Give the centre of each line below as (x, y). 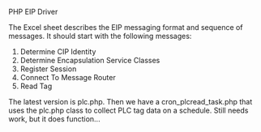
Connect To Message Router (68, 77)
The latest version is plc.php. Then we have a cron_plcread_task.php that (130, 102)
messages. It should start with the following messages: (100, 36)
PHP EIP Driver (33, 12)
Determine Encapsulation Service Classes (90, 60)
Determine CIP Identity (58, 51)
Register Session (48, 69)
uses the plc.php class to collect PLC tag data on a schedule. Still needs (128, 110)
